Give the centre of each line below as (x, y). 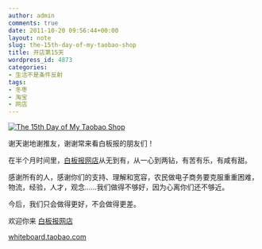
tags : (17, 82)
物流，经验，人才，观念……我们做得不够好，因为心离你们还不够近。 (119, 187)
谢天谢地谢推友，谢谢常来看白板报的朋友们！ (81, 143)
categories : (28, 68)
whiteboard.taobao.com (47, 237)
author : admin (32, 16)
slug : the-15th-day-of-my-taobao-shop (72, 45)
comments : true (33, 23)
